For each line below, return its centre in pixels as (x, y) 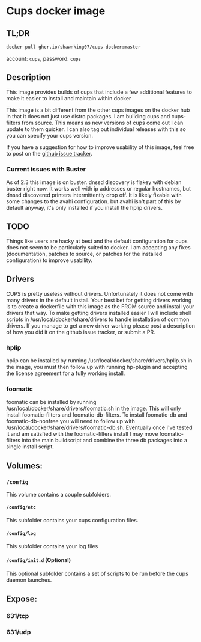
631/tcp (18, 616)
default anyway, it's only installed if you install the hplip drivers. (85, 207)
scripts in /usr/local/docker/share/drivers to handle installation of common (98, 319)
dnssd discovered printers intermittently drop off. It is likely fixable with (94, 195)
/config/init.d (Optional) (39, 560)
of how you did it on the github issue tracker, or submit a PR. (81, 332)
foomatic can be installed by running (51, 402)
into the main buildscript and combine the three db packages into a (105, 441)
